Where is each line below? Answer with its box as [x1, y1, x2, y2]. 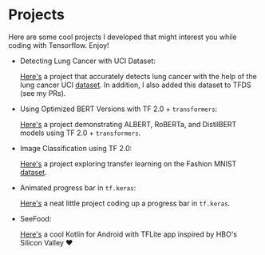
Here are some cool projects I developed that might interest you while [8, 32, 237, 42]
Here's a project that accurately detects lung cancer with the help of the [19, 71, 257, 81]
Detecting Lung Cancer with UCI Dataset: [19, 56, 156, 66]
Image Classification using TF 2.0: [19, 143, 132, 153]
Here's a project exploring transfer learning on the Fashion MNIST [19, 158, 237, 169]
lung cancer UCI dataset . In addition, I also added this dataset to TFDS [19, 80, 251, 90]
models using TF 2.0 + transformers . [19, 128, 141, 137]
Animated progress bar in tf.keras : [19, 182, 136, 193]
